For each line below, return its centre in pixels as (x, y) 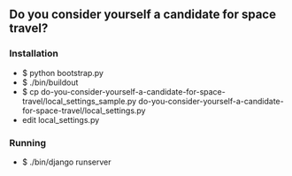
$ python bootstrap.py (63, 73)
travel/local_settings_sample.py (79, 101)
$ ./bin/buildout (50, 82)
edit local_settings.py (61, 119)
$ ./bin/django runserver (66, 162)
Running (28, 142)
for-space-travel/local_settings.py (84, 111)
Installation (34, 54)
